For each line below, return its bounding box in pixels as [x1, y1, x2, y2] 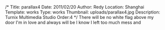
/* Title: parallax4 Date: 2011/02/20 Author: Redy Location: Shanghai [5, 4, 144, 10]
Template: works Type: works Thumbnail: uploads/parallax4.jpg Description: [5, 9, 161, 15]
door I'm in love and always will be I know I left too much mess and [5, 19, 141, 25]
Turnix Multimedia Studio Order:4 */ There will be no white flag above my [5, 15, 154, 20]
